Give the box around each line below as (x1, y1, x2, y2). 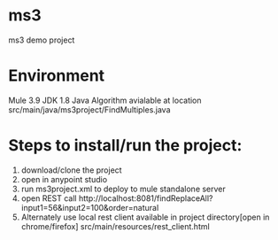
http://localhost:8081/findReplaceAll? (78, 192, 213, 204)
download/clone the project (20, 165, 122, 175)
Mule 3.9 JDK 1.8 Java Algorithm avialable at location (8, 95, 202, 105)
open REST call (20, 192, 77, 204)
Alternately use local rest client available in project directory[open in (20, 212, 270, 222)
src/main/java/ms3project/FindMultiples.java (8, 104, 171, 115)
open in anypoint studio (20, 174, 108, 184)
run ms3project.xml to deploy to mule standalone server (20, 183, 227, 194)
